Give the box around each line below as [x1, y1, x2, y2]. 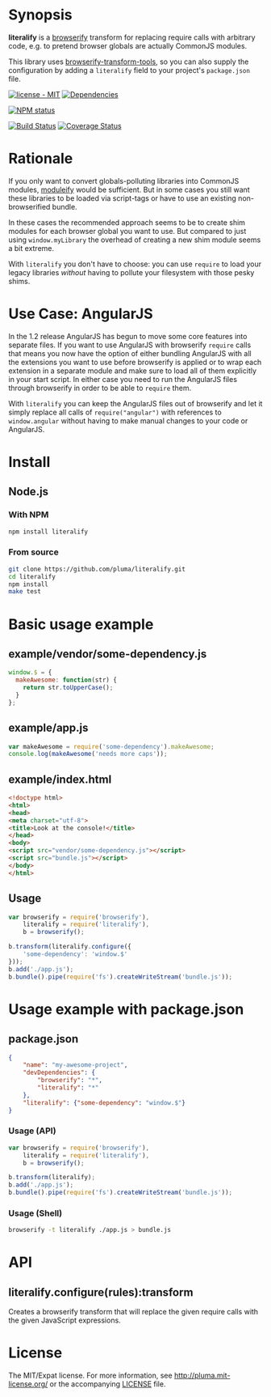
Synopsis [8, 6, 73, 24]
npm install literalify [8, 528, 89, 536]
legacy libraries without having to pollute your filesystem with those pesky [8, 267, 255, 277]
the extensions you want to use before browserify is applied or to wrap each [8, 357, 262, 367]
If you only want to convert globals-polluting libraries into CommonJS [8, 176, 240, 185]
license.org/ [8, 1379, 48, 1389]
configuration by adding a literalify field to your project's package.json [8, 65, 250, 74]
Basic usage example [8, 615, 154, 633]
